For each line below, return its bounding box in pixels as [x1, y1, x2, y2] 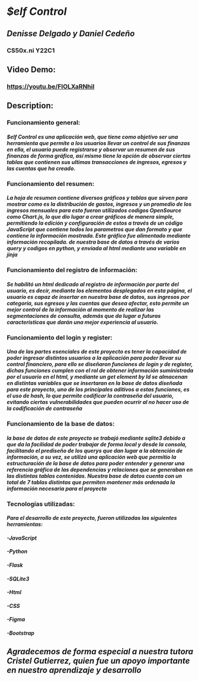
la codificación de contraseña [7, 405, 82, 412]
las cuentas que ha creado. [7, 165, 76, 172]
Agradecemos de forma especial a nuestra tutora [7, 647, 194, 657]
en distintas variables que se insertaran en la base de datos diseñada [7, 380, 182, 387]
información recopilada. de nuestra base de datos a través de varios [7, 238, 180, 245]
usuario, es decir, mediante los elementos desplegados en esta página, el [7, 287, 192, 294]
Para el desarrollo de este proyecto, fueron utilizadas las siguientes [7, 515, 177, 522]
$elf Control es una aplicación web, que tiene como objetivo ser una [7, 133, 178, 140]
